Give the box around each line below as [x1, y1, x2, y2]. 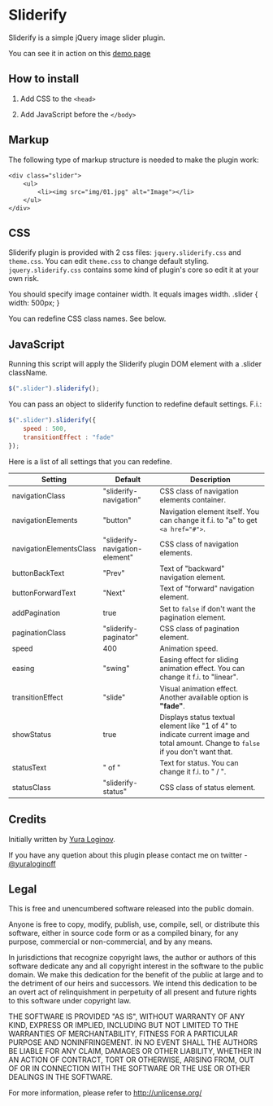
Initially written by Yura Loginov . [8, 834, 115, 844]
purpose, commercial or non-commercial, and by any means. [8, 937, 213, 946]
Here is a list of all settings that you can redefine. [8, 456, 172, 466]
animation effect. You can [159, 664, 245, 674]
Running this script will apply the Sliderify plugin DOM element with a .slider [8, 359, 262, 369]
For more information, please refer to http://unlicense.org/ [8, 1088, 202, 1098]
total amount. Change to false [159, 738, 260, 748]
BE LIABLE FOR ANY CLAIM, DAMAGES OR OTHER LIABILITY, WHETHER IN [8, 1047, 262, 1056]
